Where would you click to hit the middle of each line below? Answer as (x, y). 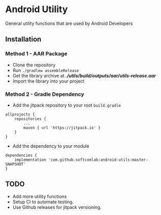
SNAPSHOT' (16, 164)
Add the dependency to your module (51, 146)
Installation (23, 39)
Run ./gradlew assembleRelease (46, 70)
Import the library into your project (48, 81)
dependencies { (21, 155)
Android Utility (36, 9)
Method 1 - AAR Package (36, 54)
